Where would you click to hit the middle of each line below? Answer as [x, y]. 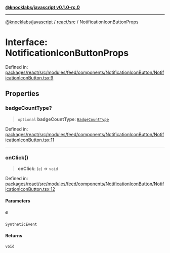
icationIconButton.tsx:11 [30, 140]
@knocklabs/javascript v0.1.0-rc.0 [42, 7]
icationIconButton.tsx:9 [29, 77]
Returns [14, 236]
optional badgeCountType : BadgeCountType [63, 119]
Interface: [27, 42]
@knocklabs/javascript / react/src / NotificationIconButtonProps [72, 22]
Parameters [18, 201]
